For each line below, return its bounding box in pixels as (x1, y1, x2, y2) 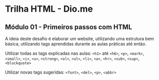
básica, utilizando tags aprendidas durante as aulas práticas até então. (5, 41, 147, 47)
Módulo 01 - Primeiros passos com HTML (5, 23, 132, 31)
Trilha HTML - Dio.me (5, 3, 93, 15)
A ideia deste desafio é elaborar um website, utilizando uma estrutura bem (5, 36, 154, 41)
